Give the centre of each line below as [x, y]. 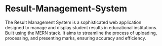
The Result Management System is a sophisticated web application [73, 22]
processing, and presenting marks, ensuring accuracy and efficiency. [76, 38]
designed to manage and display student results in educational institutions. [81, 27]
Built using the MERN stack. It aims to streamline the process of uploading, [81, 33]
